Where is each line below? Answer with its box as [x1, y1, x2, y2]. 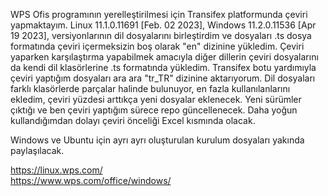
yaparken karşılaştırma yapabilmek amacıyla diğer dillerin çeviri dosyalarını [10, 51, 319, 63]
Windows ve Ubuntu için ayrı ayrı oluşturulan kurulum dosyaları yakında [10, 134, 305, 146]
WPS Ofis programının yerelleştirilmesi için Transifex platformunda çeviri [10, 9, 308, 20]
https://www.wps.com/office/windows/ [10, 175, 172, 186]
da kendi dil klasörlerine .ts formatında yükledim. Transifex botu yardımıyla [10, 62, 317, 73]
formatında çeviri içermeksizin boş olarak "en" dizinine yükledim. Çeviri [10, 40, 305, 52]
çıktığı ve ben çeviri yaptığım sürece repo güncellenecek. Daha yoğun [10, 104, 298, 116]
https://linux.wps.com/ [10, 164, 103, 176]
